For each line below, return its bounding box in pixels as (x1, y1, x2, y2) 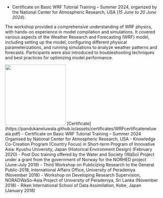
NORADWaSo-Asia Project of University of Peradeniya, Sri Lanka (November (5, 177, 158, 183)
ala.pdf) (5, 131, 21, 136)
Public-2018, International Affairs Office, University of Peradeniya (5, 167, 136, 173)
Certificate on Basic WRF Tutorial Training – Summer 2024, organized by (12, 4, 157, 10)
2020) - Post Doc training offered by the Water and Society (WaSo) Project (5, 151, 155, 157)
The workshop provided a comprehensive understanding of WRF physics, (5, 24, 153, 30)
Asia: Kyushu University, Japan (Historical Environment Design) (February (5, 147, 152, 152)
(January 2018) (5, 188, 35, 193)
